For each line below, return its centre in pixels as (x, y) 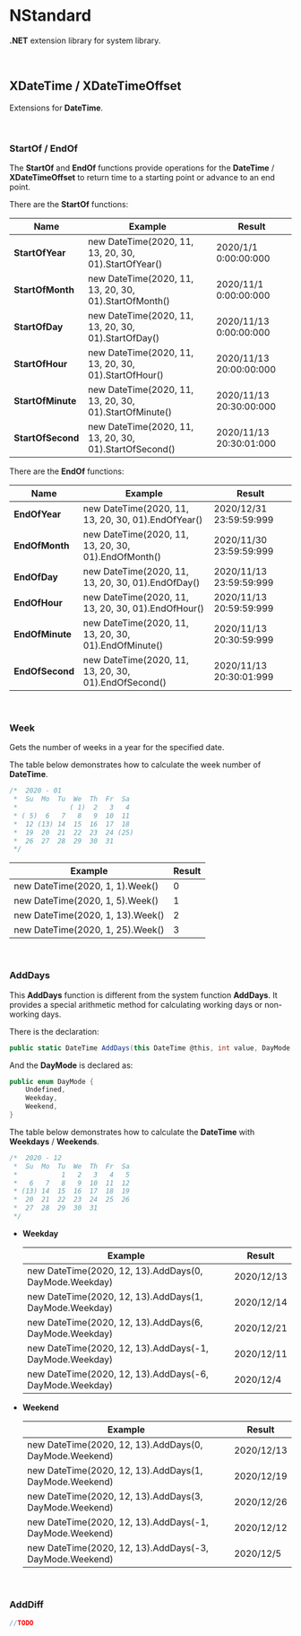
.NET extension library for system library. (85, 40)
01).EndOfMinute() (123, 645)
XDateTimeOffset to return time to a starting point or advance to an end (142, 178)
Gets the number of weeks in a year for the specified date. (117, 748)
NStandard (51, 16)
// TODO (21, 1623)
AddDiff (27, 1605)
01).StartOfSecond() (132, 450)
